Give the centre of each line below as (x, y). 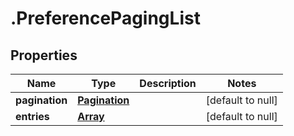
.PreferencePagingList (105, 18)
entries (32, 116)
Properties (44, 55)
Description (168, 83)
